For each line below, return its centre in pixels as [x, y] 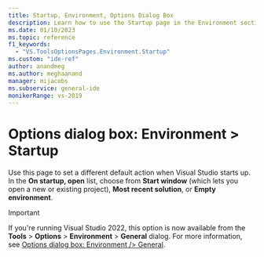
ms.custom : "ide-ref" [44, 60]
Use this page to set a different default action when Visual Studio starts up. [130, 172]
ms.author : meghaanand [45, 74]
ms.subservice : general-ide [54, 88]
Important [24, 213]
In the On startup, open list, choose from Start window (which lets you [123, 181]
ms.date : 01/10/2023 [42, 30]
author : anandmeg [37, 67]
